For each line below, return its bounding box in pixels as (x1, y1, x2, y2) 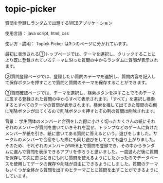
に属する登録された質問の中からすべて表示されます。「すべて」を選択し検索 (5, 96, 155, 101)
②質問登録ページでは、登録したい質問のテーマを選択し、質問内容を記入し (5, 73, 156, 79)
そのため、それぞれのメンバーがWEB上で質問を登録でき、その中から (5, 142, 143, 149)
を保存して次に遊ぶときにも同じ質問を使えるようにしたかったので (5, 154, 137, 161)
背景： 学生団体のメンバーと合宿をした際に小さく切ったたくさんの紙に (5, 118, 147, 124)
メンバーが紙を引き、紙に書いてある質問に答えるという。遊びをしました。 (5, 130, 153, 136)
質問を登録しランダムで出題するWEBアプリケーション (5, 20, 113, 26)
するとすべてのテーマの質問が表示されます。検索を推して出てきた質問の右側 (5, 102, 157, 108)
